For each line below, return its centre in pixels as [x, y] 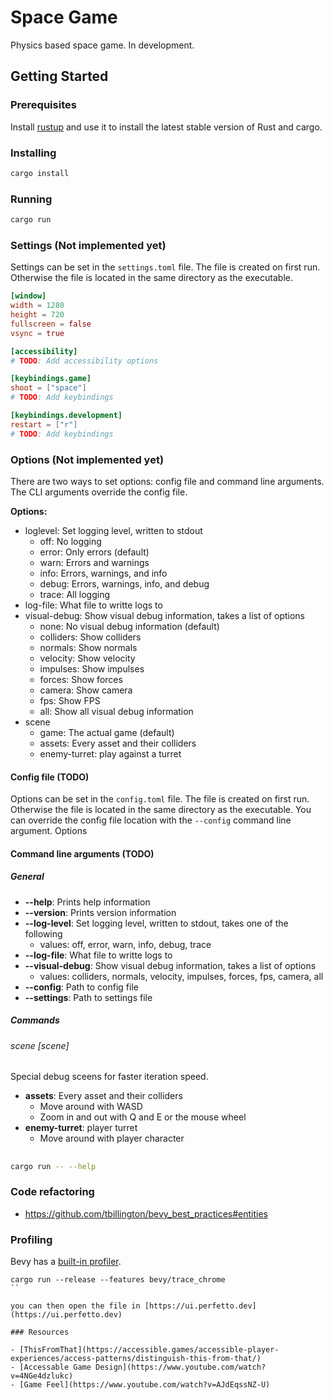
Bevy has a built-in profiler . [66, 1262]
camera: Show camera [86, 690]
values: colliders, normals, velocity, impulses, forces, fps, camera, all [181, 976]
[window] [28, 296]
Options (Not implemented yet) [87, 459]
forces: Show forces [81, 679]
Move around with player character [112, 1138]
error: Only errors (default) [94, 552]
